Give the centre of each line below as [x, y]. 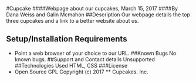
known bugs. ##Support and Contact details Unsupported [85, 59]
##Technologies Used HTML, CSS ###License [71, 65]
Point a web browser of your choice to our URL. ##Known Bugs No [95, 53]
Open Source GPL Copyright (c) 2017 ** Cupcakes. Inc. [81, 72]
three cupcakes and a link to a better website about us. [72, 21]
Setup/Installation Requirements [67, 39]
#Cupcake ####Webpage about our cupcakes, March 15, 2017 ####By [92, 8]
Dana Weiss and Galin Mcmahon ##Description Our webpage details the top [98, 15]
